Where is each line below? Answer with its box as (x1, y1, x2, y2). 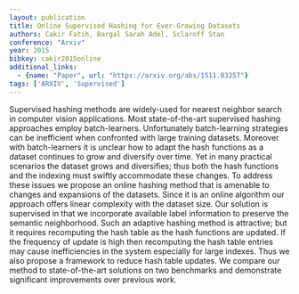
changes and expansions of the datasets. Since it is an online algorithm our (9, 189, 285, 200)
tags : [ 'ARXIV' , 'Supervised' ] (9, 79, 125, 88)
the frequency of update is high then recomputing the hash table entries (9, 236, 274, 247)
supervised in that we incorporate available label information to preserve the (9, 208, 289, 218)
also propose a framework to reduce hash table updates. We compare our (9, 255, 280, 265)
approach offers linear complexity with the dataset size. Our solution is (9, 198, 269, 209)
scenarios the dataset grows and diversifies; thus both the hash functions (9, 160, 279, 171)
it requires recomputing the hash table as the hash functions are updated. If (9, 226, 287, 237)
